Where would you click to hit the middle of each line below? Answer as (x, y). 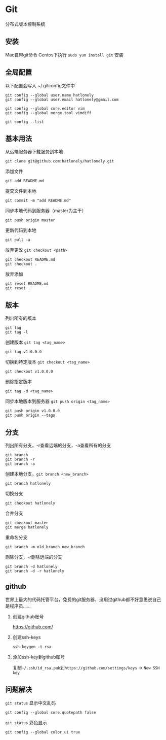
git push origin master (30, 220)
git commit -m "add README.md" (38, 201)
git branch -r (20, 459)
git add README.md (25, 181)
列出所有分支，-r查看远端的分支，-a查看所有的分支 (58, 445)
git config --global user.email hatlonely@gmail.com (62, 99)
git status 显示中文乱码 (31, 703)
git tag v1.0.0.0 (24, 352)
